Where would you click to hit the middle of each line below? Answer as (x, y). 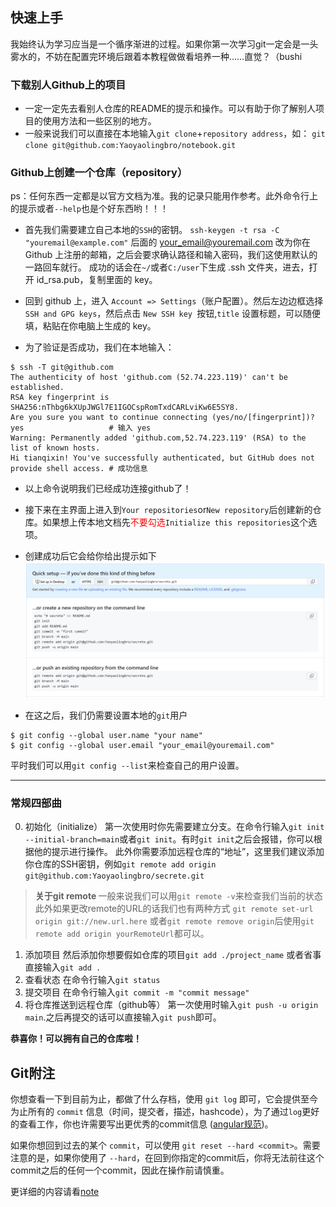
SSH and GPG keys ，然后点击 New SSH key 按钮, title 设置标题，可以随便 (172, 314)
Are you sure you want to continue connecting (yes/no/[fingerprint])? (162, 418)
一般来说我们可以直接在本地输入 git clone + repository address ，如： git (175, 134)
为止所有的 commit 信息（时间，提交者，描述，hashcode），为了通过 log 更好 (165, 1112)
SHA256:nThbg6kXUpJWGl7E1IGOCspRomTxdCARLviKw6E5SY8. (125, 408)
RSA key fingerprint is (60, 398)
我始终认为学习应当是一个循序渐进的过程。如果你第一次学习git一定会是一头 (164, 44)
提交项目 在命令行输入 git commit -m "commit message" (137, 992)
